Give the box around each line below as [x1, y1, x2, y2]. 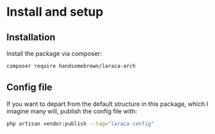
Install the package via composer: [6, 49, 102, 57]
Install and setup [6, 4, 104, 20]
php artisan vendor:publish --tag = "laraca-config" [6, 120, 155, 127]
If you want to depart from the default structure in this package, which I [6, 100, 209, 108]
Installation [6, 31, 56, 43]
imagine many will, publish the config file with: [6, 107, 137, 115]
